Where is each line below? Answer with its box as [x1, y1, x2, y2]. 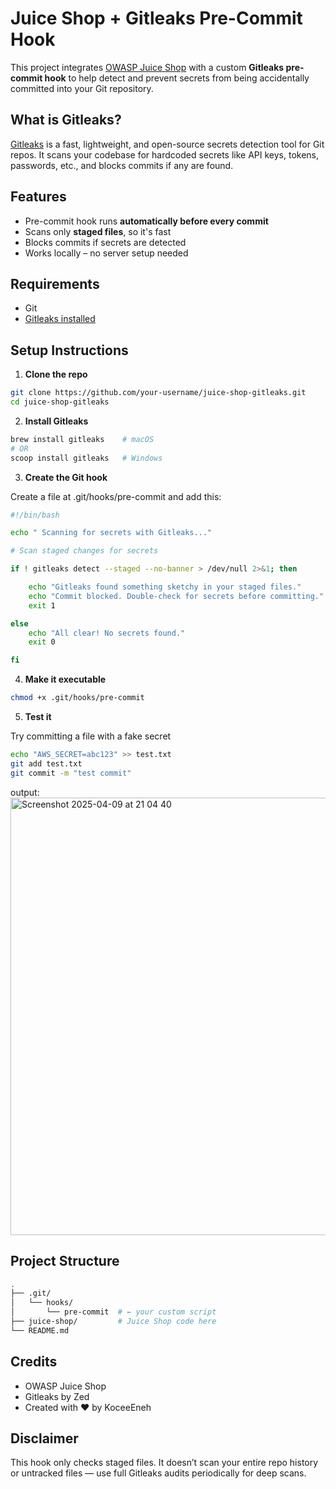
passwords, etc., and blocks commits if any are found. [10, 159, 234, 171]
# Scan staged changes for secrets [10, 546, 159, 556]
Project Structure [10, 1253, 120, 1270]
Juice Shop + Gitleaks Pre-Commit [10, 7, 303, 30]
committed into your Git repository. [10, 82, 154, 94]
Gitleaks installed [24, 313, 96, 325]
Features [10, 188, 67, 206]
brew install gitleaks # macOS [10, 434, 155, 444]
